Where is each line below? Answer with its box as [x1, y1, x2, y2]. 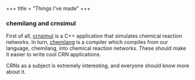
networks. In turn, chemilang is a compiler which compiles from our [6, 39, 168, 46]
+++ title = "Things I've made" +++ [6, 5, 90, 12]
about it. [6, 68, 26, 75]
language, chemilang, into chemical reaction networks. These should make [6, 45, 186, 52]
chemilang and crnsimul [6, 19, 76, 27]
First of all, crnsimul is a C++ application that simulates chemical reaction [6, 32, 182, 39]
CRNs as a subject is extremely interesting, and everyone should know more [6, 62, 190, 69]
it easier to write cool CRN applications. [6, 51, 101, 58]
